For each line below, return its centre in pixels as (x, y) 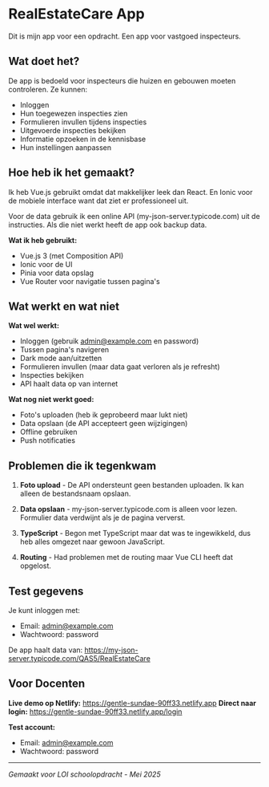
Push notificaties (48, 440)
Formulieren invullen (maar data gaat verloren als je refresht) (120, 367)
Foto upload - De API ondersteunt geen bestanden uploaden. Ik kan (132, 485)
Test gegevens (46, 591)
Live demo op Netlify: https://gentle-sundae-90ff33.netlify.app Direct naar (132, 703)
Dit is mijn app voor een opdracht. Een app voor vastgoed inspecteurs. (125, 36)
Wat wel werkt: (34, 326)
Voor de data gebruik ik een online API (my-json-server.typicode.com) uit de (134, 216)
